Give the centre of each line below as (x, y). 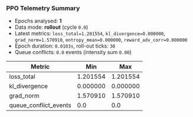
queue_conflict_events (40, 105)
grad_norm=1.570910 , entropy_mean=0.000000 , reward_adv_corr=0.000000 (101, 40)
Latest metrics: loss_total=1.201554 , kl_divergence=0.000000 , (90, 34)
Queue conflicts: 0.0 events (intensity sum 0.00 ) (73, 52)
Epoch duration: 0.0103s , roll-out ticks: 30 (65, 46)
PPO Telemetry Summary (43, 8)
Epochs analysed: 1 (38, 21)
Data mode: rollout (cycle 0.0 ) (51, 27)
